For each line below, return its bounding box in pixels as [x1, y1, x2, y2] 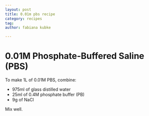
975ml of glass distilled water [12, 86, 71, 93]
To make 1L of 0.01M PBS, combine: [5, 77, 77, 83]
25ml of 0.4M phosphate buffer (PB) [12, 92, 85, 97]
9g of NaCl [12, 97, 34, 103]
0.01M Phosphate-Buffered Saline [5, 51, 145, 61]
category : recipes [5, 16, 42, 21]
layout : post [5, 7, 32, 12]
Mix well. [5, 106, 23, 112]
